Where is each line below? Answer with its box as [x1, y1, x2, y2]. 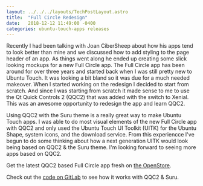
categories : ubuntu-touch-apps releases [6, 25, 110, 32]
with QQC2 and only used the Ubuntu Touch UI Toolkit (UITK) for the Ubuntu [6, 124, 197, 132]
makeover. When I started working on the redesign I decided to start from [6, 81, 189, 88]
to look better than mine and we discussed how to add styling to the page [6, 49, 190, 56]
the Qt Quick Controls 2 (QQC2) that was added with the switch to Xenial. [6, 94, 189, 101]
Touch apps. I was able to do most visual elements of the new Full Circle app [6, 118, 197, 126]
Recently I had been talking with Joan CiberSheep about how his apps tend [6, 42, 193, 50]
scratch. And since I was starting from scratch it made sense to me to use [6, 87, 190, 94]
